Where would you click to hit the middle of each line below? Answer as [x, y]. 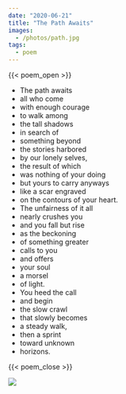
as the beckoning [48, 233]
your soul [35, 267]
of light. [32, 284]
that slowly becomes [53, 317]
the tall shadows [46, 124]
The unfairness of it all [56, 208]
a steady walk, [43, 326]
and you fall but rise [52, 225]
